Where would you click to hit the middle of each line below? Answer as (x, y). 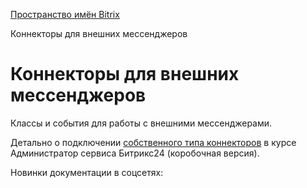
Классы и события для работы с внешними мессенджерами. (141, 123)
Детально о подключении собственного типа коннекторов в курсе (153, 142)
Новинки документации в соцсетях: (87, 172)
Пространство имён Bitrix (65, 14)
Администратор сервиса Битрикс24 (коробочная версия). (135, 153)
